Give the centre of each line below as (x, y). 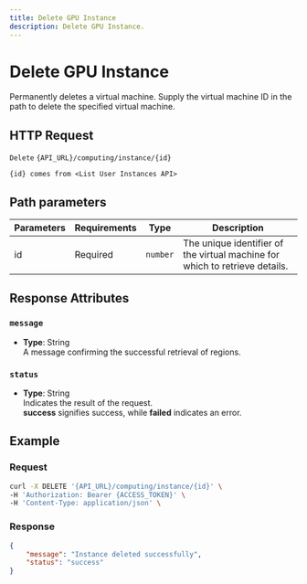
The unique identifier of (233, 243)
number (160, 255)
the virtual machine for (231, 255)
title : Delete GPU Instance (63, 18)
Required (94, 255)
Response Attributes (69, 298)
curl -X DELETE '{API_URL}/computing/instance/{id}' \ (116, 486)
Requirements (106, 228)
